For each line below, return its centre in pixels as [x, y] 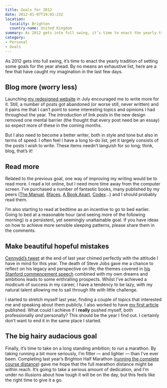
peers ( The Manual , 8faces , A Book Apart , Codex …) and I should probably [81, 194]
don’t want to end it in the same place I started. [53, 321]
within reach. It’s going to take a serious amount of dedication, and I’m [77, 369]
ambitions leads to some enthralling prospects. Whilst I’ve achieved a [76, 280]
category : [15, 38]
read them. [16, 200]
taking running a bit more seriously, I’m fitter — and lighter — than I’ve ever [82, 353]
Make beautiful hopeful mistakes [57, 246]
